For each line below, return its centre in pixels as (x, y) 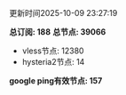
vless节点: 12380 (53, 51)
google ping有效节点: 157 (56, 81)
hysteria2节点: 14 (53, 62)
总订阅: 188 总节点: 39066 (58, 32)
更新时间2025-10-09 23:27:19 (63, 13)
